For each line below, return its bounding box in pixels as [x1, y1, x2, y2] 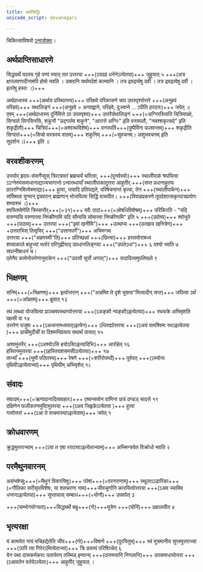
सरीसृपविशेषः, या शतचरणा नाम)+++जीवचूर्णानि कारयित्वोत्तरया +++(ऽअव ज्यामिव [27, 484, 184, 492]
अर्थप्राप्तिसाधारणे [6, 54, 53, 65]
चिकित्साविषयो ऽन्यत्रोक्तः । [6, 37, 57, 44]
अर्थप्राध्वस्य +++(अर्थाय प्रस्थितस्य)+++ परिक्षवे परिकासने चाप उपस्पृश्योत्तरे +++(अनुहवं [6, 97, 177, 104]
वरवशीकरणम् [6, 156, 44, 166]
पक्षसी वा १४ [6, 315, 30, 322]
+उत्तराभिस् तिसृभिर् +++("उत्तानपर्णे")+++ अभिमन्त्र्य [6, 227, 111, 235]
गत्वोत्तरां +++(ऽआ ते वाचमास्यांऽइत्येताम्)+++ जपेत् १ [6, 409, 111, 416]
